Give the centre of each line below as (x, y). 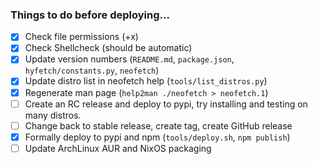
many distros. (53, 115)
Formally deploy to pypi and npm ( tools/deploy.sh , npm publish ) (157, 137)
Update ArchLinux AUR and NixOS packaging (118, 148)
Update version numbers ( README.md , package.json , (129, 59)
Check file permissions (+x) (81, 37)
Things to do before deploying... (90, 15)
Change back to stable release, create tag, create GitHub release (158, 125)
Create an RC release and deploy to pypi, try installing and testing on (166, 104)
